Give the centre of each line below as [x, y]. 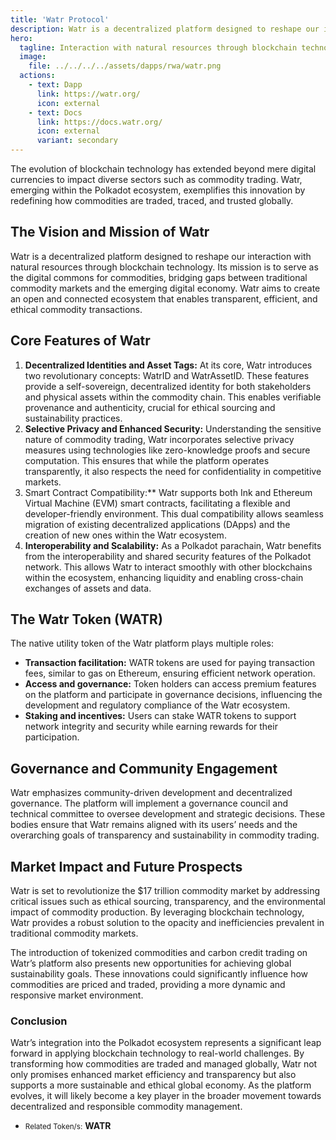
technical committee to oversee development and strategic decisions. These [168, 814]
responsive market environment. [77, 995]
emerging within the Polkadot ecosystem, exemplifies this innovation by [158, 190]
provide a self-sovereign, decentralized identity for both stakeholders [168, 386]
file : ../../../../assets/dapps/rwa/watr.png [125, 66]
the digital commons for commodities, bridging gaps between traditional [159, 277]
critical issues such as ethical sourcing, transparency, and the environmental [168, 902]
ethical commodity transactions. [76, 309]
